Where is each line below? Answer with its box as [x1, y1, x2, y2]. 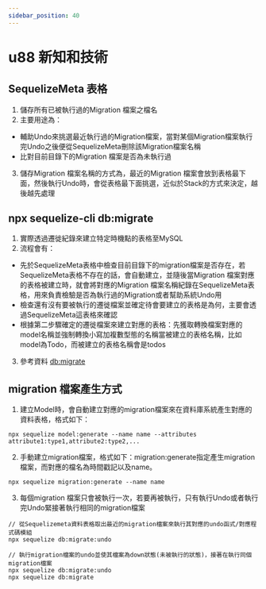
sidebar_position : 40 [8, 11, 80, 20]
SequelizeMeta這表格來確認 [26, 310, 118, 320]
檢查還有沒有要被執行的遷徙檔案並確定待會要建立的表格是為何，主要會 [19, 300, 250, 310]
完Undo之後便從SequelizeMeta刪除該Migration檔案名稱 [19, 141, 201, 151]
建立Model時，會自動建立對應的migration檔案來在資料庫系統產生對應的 [19, 405, 253, 414]
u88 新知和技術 [8, 48, 109, 66]
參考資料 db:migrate [19, 356, 86, 366]
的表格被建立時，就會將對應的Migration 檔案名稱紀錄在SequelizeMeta [19, 280, 249, 290]
